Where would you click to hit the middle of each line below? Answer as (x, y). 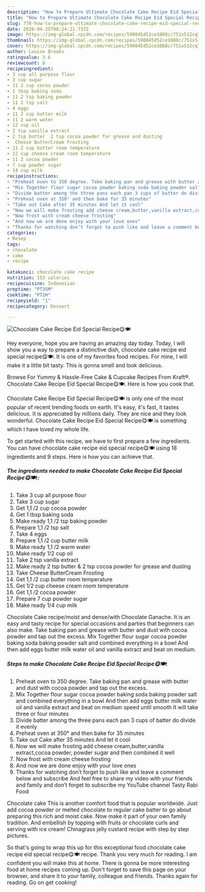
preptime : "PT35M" (30, 289)
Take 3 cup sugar (37, 502)
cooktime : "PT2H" (29, 295)
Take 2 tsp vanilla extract (47, 560)
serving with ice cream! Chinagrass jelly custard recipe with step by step (98, 829)
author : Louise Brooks (36, 52)
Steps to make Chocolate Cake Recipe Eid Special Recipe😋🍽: (87, 664)
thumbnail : (21, 40)
